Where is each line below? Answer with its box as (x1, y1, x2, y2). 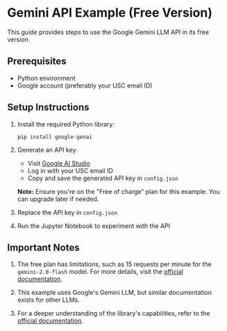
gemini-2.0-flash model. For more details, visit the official (17, 268, 184, 276)
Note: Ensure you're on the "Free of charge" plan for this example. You (17, 187, 220, 195)
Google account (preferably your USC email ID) (17, 81, 153, 90)
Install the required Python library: (17, 120, 115, 128)
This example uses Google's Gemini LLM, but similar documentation (17, 289, 212, 297)
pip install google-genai (17, 134, 92, 140)
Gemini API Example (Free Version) (7, 5, 213, 21)
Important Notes (7, 241, 80, 253)
